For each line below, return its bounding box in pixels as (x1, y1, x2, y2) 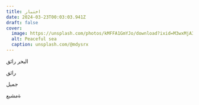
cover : (6, 25, 23, 31)
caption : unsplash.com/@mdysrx (11, 42, 89, 48)
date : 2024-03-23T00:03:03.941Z (6, 14, 86, 20)
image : (11, 31, 28, 37)
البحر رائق (6, 57, 28, 65)
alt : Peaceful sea (11, 36, 57, 42)
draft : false (6, 19, 38, 25)
